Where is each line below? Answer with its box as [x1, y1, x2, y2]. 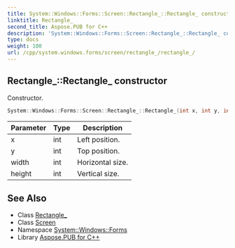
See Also [7, 192, 47, 204]
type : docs [7, 36, 39, 43]
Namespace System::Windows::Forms [17, 226, 128, 234]
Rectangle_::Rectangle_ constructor [7, 75, 168, 87]
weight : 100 [7, 43, 42, 50]
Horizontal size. [76, 157, 129, 167]
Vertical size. [76, 168, 120, 178]
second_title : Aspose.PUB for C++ [7, 23, 108, 30]
